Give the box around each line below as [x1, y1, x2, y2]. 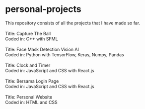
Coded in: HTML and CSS [5, 99, 58, 105]
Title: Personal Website [5, 94, 53, 100]
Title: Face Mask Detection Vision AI [5, 46, 79, 52]
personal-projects [5, 3, 81, 15]
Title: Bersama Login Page [5, 78, 59, 84]
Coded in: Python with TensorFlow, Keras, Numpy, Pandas [5, 51, 124, 58]
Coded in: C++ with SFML [5, 36, 58, 42]
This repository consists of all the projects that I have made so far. [5, 20, 141, 26]
